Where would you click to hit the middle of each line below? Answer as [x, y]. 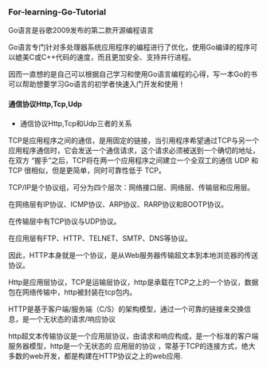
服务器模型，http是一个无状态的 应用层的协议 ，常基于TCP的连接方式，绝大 [132, 346]
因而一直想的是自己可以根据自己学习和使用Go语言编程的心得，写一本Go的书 [133, 74]
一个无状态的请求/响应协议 [73, 319]
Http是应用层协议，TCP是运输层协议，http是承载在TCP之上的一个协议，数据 [133, 282]
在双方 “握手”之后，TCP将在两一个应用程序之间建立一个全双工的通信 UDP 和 [133, 160]
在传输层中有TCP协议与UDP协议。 [65, 221]
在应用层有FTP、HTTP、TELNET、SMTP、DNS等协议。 [100, 238]
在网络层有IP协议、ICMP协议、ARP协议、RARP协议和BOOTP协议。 [118, 204]
